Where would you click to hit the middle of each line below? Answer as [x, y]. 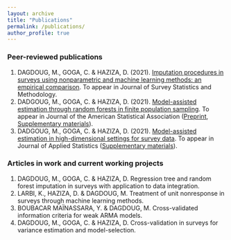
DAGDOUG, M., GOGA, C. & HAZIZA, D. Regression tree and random [114, 178]
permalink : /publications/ [46, 26]
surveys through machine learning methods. [80, 201]
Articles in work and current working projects [85, 163]
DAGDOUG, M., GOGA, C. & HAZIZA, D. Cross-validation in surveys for [118, 223]
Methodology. [37, 94]
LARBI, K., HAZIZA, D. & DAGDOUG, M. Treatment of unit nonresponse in [121, 193]
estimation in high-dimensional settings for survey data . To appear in [115, 138]
